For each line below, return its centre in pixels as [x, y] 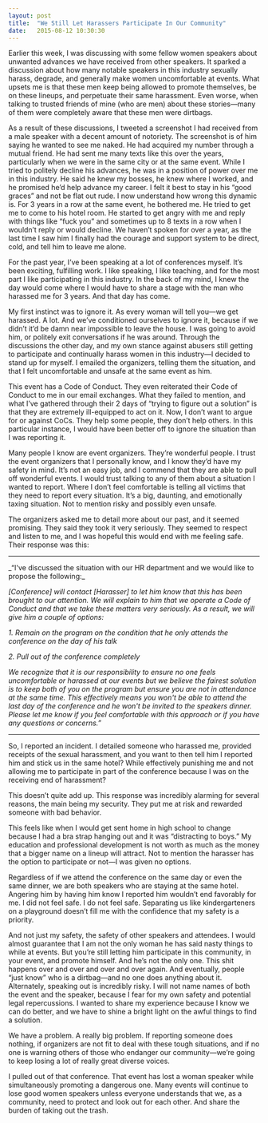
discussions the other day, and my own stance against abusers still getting [131, 346]
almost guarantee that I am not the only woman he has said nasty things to [131, 944]
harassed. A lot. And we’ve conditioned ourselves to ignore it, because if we [133, 320]
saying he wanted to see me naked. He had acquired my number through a [131, 145]
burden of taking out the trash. [59, 1110]
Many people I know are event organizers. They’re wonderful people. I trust [132, 453]
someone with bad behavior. [55, 812]
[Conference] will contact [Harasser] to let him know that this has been [125, 592]
